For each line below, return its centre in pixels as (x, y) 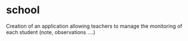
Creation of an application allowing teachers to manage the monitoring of (94, 26)
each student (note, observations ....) (51, 32)
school (23, 10)
